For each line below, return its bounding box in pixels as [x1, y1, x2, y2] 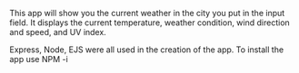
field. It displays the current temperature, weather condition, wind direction [9, 17, 291, 28]
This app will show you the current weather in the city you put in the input [9, 8, 285, 18]
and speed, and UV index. [9, 27, 106, 37]
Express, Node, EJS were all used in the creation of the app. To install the [9, 44, 284, 55]
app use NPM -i [9, 54, 68, 64]
